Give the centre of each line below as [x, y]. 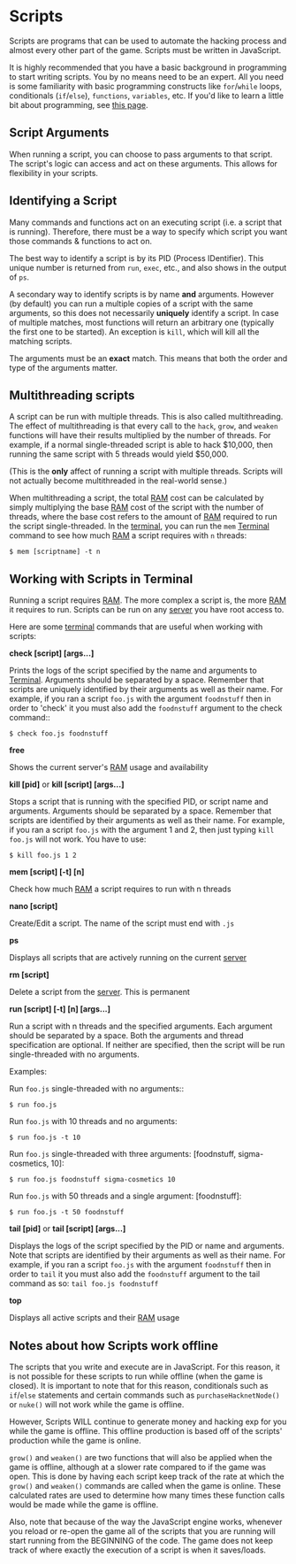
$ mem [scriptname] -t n [55, 552]
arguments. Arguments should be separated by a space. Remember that [140, 811]
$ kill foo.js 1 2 [43, 856]
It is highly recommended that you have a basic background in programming [148, 67]
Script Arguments [59, 133]
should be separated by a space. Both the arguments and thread [127, 1036]
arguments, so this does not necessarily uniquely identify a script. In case [144, 312]
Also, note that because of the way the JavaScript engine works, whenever [146, 1522]
